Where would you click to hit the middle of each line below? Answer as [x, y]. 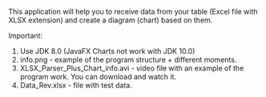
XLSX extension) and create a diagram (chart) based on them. [111, 20]
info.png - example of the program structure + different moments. [128, 60]
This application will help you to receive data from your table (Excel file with [133, 12]
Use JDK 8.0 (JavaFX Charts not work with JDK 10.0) [107, 51]
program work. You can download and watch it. [98, 77]
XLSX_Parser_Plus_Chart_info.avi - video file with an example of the [132, 68]
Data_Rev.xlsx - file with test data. [76, 85]
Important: [25, 36]
